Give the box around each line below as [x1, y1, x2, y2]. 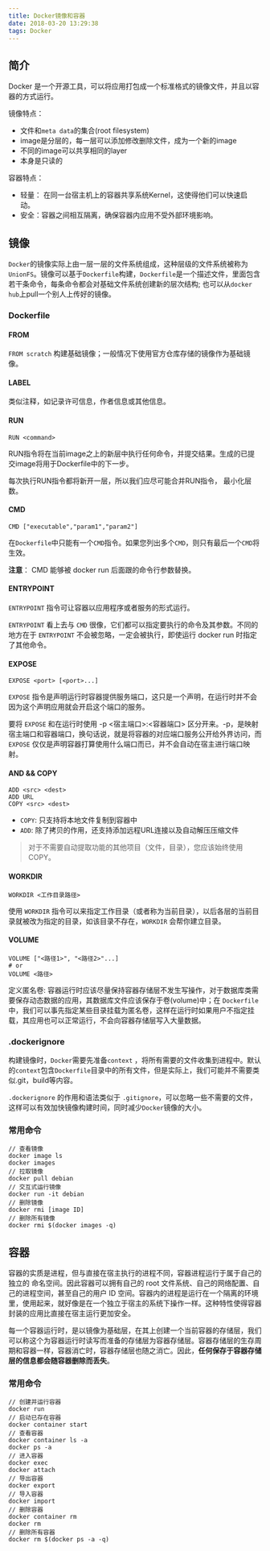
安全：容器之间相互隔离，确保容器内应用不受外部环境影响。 [19, 210, 218, 220]
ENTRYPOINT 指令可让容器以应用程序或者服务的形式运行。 [8, 602, 194, 612]
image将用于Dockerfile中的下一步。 [14, 458, 133, 468]
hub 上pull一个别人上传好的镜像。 [8, 289, 117, 299]
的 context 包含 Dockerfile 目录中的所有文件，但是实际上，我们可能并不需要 [8, 1065, 253, 1075]
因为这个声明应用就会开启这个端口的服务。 [8, 702, 149, 712]
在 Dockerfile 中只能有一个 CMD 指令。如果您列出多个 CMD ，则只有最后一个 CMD [8, 537, 253, 548]
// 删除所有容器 [8, 1528, 55, 1537]
